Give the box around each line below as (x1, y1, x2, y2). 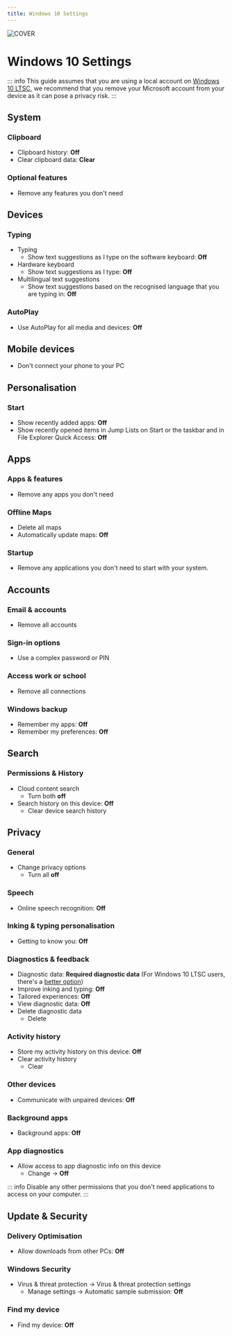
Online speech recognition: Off (17, 903, 106, 912)
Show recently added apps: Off (17, 419, 108, 427)
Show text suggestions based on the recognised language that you (27, 282, 220, 291)
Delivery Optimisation (7, 1231, 83, 1241)
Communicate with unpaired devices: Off (17, 1095, 135, 1104)
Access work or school (7, 671, 87, 681)
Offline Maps (7, 507, 52, 517)
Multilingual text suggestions (17, 275, 100, 284)
